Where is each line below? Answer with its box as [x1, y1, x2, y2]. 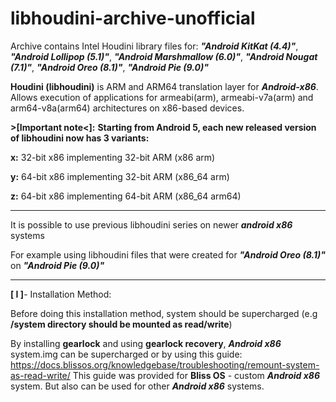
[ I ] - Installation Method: [10, 288, 112, 300]
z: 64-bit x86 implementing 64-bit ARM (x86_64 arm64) [10, 190, 242, 202]
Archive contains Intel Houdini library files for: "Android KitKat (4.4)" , [10, 40, 299, 52]
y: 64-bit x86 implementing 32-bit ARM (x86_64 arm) [10, 170, 230, 182]
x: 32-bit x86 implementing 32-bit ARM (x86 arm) [10, 151, 216, 163]
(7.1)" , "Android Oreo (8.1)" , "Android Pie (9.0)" [10, 61, 209, 73]
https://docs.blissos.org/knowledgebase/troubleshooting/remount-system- [10, 358, 320, 371]
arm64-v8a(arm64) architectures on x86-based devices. [10, 102, 245, 114]
